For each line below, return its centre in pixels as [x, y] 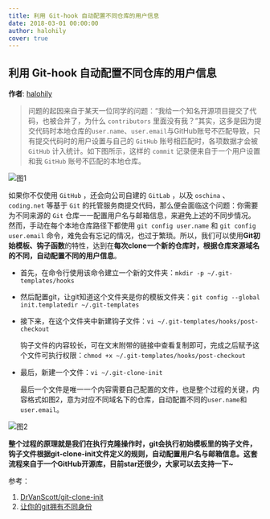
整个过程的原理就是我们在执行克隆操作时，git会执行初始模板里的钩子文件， [133, 444]
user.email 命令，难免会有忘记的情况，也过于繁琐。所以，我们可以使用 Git [131, 236]
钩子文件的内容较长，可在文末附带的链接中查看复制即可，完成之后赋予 [136, 345]
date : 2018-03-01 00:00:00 [53, 23]
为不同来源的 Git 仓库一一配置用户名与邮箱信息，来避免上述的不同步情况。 [132, 216]
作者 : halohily [30, 94]
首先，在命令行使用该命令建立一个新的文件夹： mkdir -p [112, 273]
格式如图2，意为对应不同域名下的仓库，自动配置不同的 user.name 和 [137, 400]
